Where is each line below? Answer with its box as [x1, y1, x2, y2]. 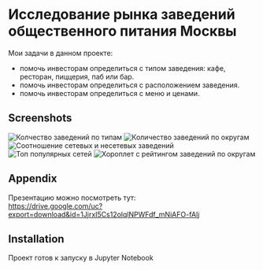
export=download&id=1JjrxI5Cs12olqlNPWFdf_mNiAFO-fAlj [8, 209, 200, 219]
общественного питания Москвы [8, 22, 237, 40]
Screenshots [8, 112, 72, 125]
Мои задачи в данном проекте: [8, 48, 113, 57]
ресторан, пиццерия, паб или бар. [19, 72, 135, 81]
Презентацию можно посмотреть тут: [8, 193, 136, 202]
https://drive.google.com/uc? [8, 201, 103, 210]
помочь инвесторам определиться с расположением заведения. [19, 80, 240, 90]
